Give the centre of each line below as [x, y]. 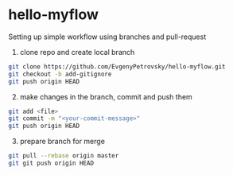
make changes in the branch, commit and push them [106, 96]
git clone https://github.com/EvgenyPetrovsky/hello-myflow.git [117, 66]
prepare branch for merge [62, 142]
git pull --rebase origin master [64, 156]
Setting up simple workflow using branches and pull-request [107, 37]
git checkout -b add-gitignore [60, 74]
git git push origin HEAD [51, 163]
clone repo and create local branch [77, 52]
